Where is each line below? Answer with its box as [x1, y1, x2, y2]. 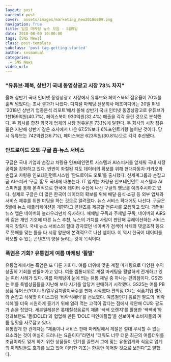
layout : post [5, 7, 33, 13]
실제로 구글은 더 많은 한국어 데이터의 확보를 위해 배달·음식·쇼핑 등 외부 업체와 [12, 191, 164, 197]
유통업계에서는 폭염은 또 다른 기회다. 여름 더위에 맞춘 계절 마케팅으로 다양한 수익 [5, 262, 164, 268]
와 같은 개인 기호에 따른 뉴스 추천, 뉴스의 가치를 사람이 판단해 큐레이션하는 [5, 216, 152, 222]
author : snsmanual [5, 50, 44, 55]
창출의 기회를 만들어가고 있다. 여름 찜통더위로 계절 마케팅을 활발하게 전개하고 [5, 268, 158, 275]
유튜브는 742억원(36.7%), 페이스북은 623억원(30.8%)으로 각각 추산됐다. [10, 133, 156, 139]
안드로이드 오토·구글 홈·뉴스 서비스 [5, 147, 85, 154]
